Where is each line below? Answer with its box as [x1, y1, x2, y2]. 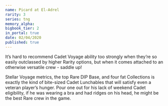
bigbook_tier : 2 [5, 26, 39, 31]
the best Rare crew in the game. [5, 95, 71, 101]
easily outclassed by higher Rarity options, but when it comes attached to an [5, 58, 163, 65]
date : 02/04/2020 [5, 35, 42, 40]
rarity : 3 [5, 12, 26, 17]
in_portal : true [5, 30, 39, 35]
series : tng [5, 16, 30, 21]
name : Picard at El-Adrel [5, 7, 59, 12]
